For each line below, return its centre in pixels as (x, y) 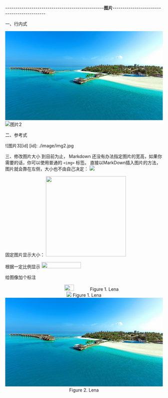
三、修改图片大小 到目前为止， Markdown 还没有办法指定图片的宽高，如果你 (84, 156)
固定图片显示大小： (25, 255)
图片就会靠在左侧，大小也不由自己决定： (47, 169)
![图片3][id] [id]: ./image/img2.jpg (39, 145)
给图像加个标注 (20, 277)
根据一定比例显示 (23, 266)
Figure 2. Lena (84, 390)
